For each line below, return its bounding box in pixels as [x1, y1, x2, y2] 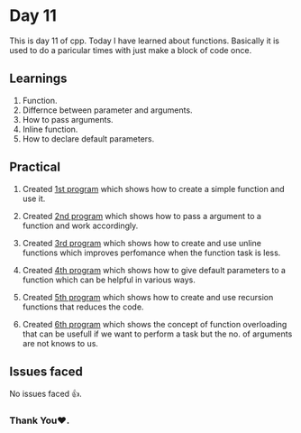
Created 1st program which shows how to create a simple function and [22, 183, 286, 194]
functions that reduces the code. [22, 301, 144, 312]
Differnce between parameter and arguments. [22, 105, 193, 115]
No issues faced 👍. [9, 389, 83, 400]
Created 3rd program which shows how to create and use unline [22, 237, 261, 248]
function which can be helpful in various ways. [22, 274, 196, 285]
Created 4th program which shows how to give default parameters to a [22, 264, 287, 275]
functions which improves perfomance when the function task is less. [22, 247, 281, 258]
